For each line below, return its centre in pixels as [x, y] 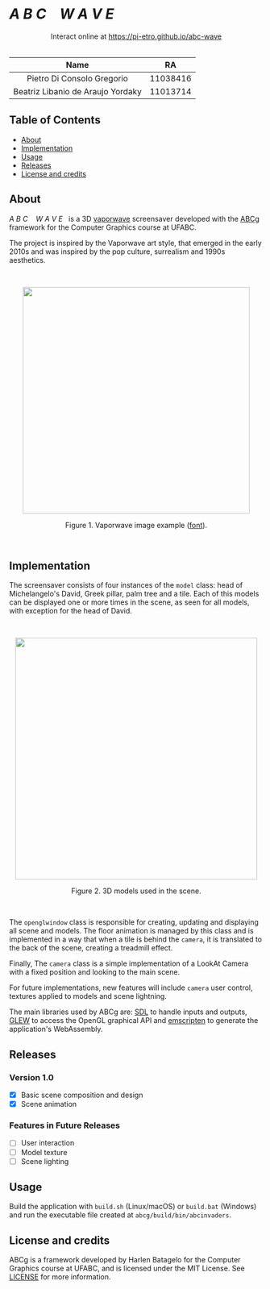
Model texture [44, 1152]
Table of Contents [55, 121]
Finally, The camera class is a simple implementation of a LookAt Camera [129, 963]
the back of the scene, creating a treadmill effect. [91, 948]
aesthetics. [27, 260]
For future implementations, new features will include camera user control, [131, 988]
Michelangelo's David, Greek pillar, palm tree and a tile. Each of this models [134, 594]
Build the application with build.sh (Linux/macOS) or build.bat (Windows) [133, 1207]
